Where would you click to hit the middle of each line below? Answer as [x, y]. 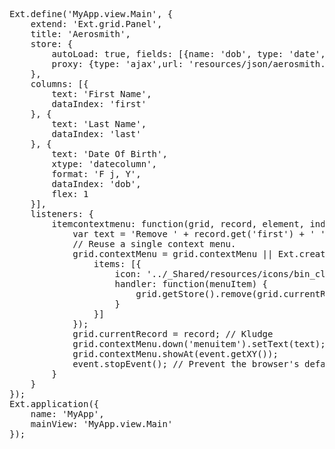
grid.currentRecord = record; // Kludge [173, 334]
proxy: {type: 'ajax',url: [117, 64]
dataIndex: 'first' [99, 104]
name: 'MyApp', [67, 414]
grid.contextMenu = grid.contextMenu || [173, 254]
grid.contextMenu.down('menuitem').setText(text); [199, 344]
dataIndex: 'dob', [96, 184]
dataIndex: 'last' [96, 134]
